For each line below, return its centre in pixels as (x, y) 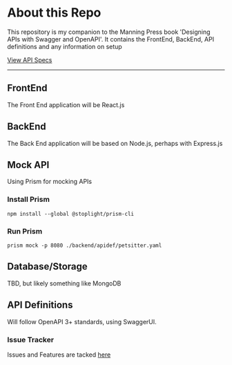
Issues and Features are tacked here (59, 355)
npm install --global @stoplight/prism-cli (71, 214)
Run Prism (25, 231)
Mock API (28, 165)
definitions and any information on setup (65, 46)
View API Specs (30, 59)
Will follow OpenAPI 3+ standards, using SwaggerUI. (82, 321)
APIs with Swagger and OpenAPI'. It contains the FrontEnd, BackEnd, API (111, 39)
